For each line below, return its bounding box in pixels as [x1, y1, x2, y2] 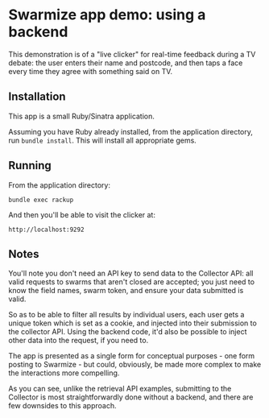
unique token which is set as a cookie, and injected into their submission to [8, 318, 258, 328]
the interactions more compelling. [8, 368, 120, 378]
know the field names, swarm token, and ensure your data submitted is [8, 286, 244, 296]
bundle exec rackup [8, 196, 74, 204]
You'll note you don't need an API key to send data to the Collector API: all [8, 268, 254, 279]
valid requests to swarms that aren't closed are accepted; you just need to [8, 277, 255, 287]
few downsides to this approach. [8, 401, 117, 411]
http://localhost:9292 [8, 226, 85, 234]
